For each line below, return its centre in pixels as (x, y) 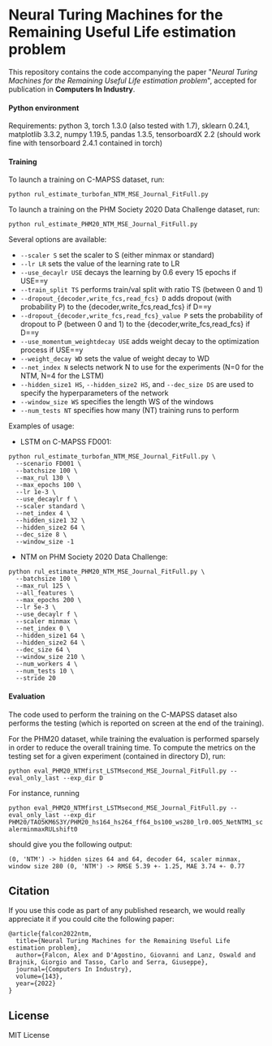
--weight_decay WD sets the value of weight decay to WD (114, 359)
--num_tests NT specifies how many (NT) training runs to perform (130, 411)
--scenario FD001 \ (49, 464)
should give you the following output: (70, 844)
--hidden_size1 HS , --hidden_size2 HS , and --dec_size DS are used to (137, 385)
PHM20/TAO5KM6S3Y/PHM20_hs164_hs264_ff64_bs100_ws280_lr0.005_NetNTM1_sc (136, 822)
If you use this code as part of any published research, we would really (127, 910)
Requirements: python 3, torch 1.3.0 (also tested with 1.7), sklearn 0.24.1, (129, 126)
